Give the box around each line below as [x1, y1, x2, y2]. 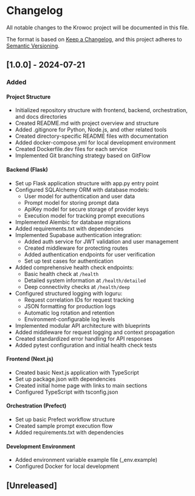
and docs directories [15, 113, 67, 121]
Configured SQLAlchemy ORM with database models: [15, 186, 149, 193]
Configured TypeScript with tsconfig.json [15, 388, 118, 395]
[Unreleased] [6, 480, 58, 491]
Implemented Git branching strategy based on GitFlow [15, 152, 151, 159]
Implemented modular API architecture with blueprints [15, 322, 151, 329]
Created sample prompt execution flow [15, 422, 113, 430]
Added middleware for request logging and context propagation [15, 328, 175, 336]
